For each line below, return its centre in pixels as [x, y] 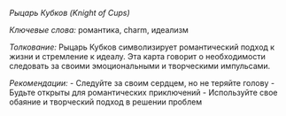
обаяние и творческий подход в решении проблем [105, 102]
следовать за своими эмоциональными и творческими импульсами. [140, 66]
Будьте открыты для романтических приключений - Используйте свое [143, 93]
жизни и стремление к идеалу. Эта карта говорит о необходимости [137, 56]
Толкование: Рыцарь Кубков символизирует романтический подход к [142, 47]
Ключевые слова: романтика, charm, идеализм [99, 30]
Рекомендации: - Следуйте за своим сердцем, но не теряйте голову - [142, 83]
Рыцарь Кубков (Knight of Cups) [70, 13]
